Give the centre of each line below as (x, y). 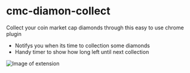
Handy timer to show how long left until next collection (82, 51)
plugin (14, 34)
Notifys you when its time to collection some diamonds (82, 45)
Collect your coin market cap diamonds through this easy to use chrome (95, 28)
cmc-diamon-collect (58, 11)
